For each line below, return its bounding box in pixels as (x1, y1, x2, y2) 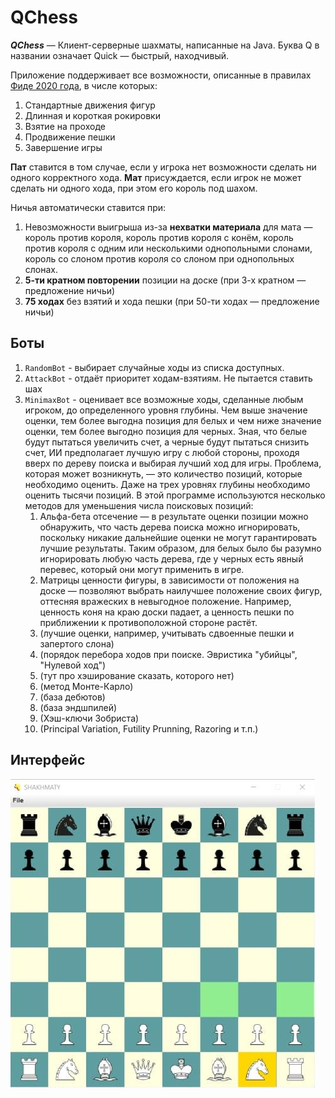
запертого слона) (39, 637, 115, 650)
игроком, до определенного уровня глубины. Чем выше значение (24, 404, 308, 416)
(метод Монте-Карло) (39, 680, 134, 692)
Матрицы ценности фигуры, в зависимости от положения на (39, 574, 300, 586)
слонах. (24, 263, 59, 275)
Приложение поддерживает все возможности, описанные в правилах (10, 69, 312, 81)
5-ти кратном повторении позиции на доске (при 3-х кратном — (24, 274, 307, 286)
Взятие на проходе (24, 120, 106, 132)
